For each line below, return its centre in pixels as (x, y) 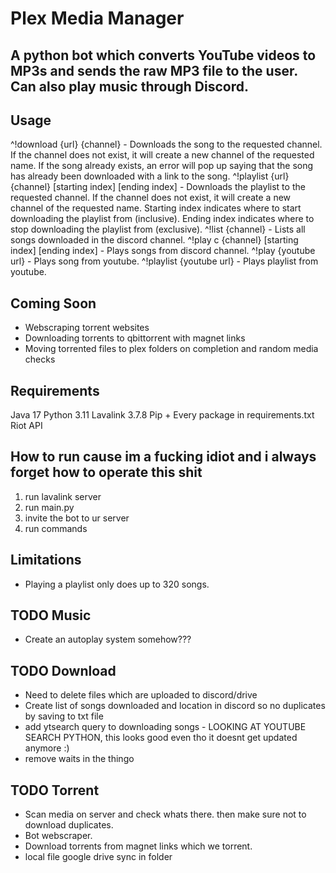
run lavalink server (63, 496)
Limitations (46, 560)
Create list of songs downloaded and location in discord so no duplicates (175, 706)
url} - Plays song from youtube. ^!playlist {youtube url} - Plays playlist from (164, 261)
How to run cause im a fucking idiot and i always (163, 457)
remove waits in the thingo (79, 759)
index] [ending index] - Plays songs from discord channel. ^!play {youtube (163, 251)
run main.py (49, 507)
